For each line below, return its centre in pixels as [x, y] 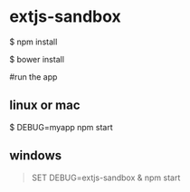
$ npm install [33, 42]
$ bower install [37, 59]
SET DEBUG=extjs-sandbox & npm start [106, 178]
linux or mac [45, 106]
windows [36, 156]
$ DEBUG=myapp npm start [61, 127]
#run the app [33, 77]
